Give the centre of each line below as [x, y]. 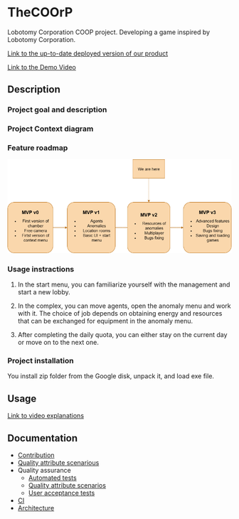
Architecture [36, 508]
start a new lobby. [44, 292]
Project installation [41, 361]
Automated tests [52, 478]
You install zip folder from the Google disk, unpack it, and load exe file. [111, 376]
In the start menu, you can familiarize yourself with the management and [124, 284]
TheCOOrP [40, 12]
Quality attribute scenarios [67, 486]
